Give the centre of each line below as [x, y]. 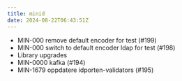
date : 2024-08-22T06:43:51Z [48, 20]
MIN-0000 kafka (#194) [51, 62]
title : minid [26, 14]
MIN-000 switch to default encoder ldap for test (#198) [96, 47]
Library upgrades [42, 55]
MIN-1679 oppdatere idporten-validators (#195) [85, 70]
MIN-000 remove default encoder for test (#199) [87, 40]
